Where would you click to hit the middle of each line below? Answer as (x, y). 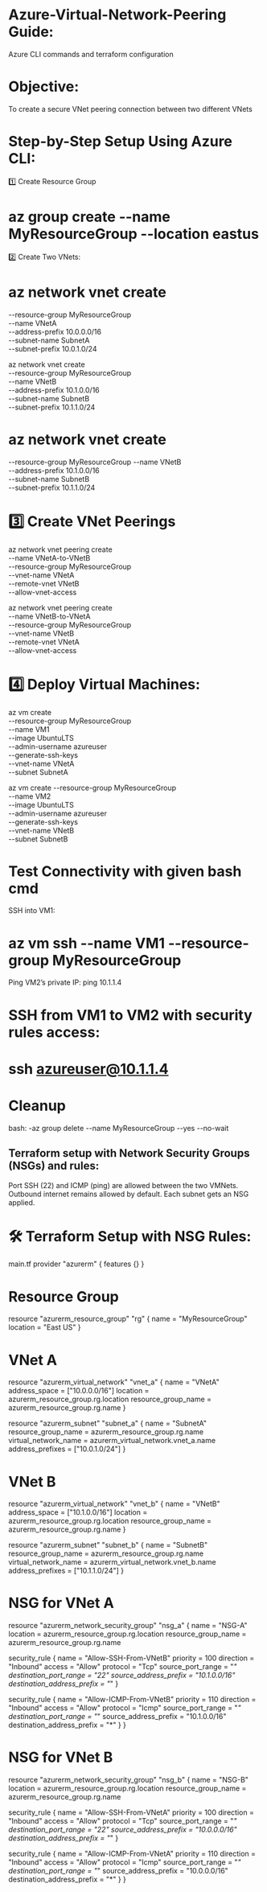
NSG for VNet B (61, 1757)
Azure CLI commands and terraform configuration (91, 54)
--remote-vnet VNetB (44, 583)
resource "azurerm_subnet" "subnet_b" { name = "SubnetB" (108, 1545)
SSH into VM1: (32, 911)
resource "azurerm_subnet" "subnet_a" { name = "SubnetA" (108, 1423)
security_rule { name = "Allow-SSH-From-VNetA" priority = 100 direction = (131, 1812)
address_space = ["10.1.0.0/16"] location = (78, 1512)
